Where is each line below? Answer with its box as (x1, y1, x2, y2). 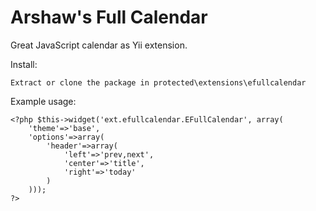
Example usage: (10, 95, 77, 107)
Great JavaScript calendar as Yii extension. (10, 39, 188, 51)
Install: (10, 58, 38, 70)
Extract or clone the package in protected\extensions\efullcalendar (10, 77, 307, 88)
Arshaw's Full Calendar (10, 6, 208, 29)
